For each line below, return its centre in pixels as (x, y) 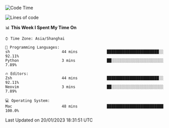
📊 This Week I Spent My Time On (41, 27)
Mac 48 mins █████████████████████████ (84, 106)
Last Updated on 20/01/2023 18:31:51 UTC (49, 120)
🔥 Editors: (17, 74)
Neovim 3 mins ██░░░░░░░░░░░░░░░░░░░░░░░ (84, 87)
